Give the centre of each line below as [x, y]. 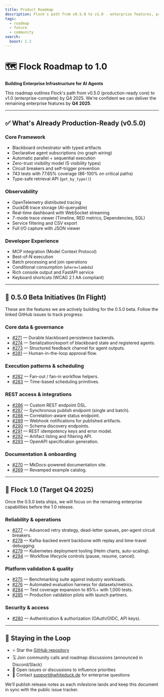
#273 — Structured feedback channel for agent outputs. [69, 348]
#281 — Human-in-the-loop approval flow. [55, 353]
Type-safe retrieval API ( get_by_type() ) [52, 179]
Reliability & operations [33, 520]
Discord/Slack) [27, 665]
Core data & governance [34, 327]
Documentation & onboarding [41, 454]
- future [18, 28]
